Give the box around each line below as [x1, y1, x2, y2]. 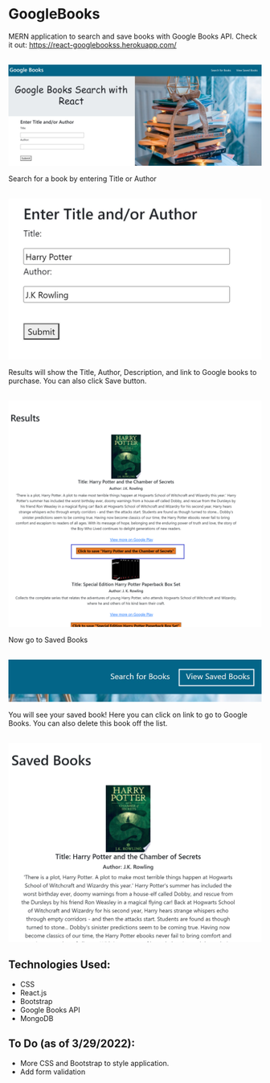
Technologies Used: [8, 958, 111, 972]
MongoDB [19, 1013, 54, 1023]
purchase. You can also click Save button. [8, 376, 147, 385]
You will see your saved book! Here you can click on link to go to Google [8, 710, 247, 719]
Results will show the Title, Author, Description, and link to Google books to [8, 367, 257, 377]
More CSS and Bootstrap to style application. [19, 1058, 170, 1068]
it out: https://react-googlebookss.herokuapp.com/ [8, 39, 177, 49]
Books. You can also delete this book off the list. [8, 718, 168, 728]
